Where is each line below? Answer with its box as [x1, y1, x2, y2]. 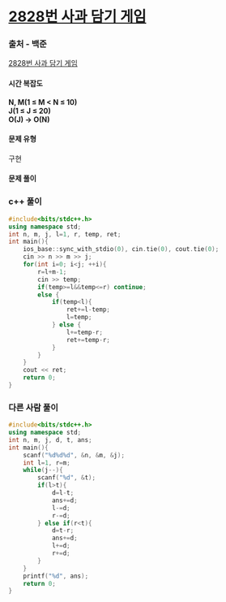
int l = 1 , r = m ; [23, 458, 70, 467]
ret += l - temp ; [66, 305, 111, 314]
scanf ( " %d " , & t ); [37, 474, 96, 482]
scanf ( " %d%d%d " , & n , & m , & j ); [23, 451, 126, 459]
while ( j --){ [23, 466, 63, 474]
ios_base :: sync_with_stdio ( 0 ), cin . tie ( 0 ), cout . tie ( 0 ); [23, 245, 220, 253]
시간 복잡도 [8, 79, 43, 89]
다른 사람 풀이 [8, 401, 59, 413]
